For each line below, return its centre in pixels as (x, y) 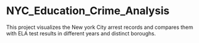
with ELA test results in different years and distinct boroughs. (81, 33)
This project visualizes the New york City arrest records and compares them (100, 27)
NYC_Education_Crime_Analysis (88, 11)
